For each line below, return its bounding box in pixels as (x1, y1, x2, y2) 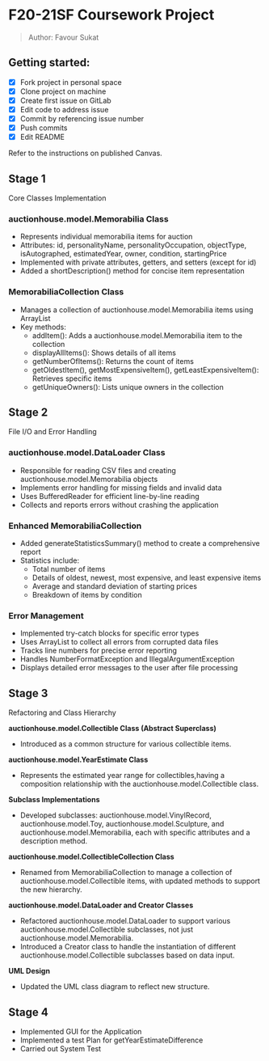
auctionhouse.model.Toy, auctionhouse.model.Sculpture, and (19, 819, 225, 829)
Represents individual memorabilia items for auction (19, 232, 193, 242)
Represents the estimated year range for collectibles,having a (19, 771, 225, 780)
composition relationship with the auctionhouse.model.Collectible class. (19, 779, 259, 789)
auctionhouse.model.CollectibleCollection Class (8, 852, 175, 862)
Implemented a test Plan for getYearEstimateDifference (19, 1035, 204, 1045)
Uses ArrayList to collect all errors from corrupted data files (19, 637, 219, 647)
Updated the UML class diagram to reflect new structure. (19, 982, 210, 991)
